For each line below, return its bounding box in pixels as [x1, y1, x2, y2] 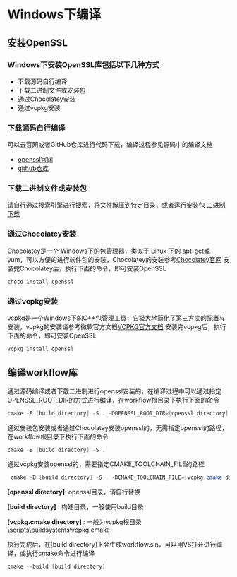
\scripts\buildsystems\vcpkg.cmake [7, 525, 111, 534]
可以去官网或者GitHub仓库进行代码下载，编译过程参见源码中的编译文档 [7, 141, 213, 149]
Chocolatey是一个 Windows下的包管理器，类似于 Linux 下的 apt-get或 [7, 246, 210, 255]
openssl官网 [17, 155, 54, 164]
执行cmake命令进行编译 [25, 549, 95, 558]
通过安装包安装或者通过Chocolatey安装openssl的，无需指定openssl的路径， [7, 423, 228, 432]
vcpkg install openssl [7, 345, 74, 352]
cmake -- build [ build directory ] [7, 563, 106, 571]
